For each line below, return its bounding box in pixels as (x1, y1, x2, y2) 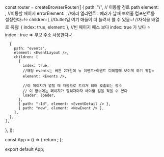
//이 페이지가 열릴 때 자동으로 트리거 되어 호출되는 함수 (23, 83, 122, 88)
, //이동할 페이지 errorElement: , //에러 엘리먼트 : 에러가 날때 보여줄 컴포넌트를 (5, 10, 155, 16)
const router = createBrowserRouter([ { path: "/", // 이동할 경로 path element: (5, 4, 159, 10)
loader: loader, (23, 93, 56, 98)
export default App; (5, 146, 45, 152)
